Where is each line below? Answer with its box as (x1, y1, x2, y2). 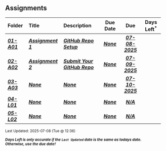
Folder (7, 22, 23, 29)
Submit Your (63, 58, 93, 65)
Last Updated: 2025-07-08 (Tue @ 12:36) (5, 129, 76, 134)
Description (63, 22, 92, 29)
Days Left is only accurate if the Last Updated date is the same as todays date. (5, 137, 142, 143)
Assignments (5, 4, 47, 12)
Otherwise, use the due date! (5, 142, 56, 147)
